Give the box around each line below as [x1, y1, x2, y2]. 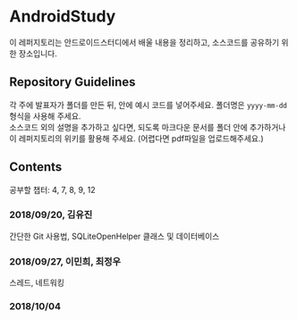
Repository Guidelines [9, 74, 136, 90]
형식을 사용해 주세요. [9, 110, 81, 122]
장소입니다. [18, 47, 58, 59]
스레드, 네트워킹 [9, 277, 65, 288]
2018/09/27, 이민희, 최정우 [9, 255, 122, 267]
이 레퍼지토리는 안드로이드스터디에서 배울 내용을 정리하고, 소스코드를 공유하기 [9, 37, 280, 47]
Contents [9, 159, 63, 175]
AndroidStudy [9, 6, 116, 27]
